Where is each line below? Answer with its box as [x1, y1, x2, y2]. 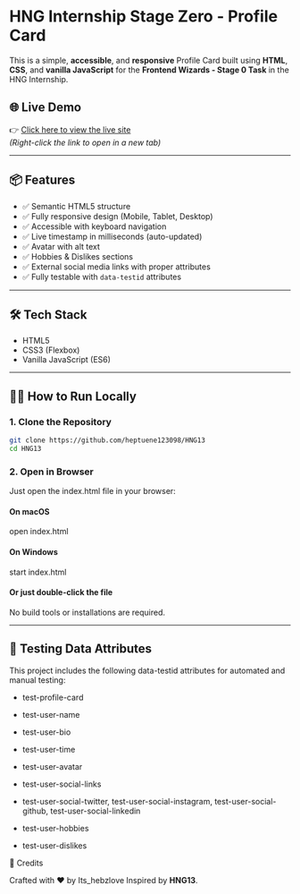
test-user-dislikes [21, 839, 87, 851]
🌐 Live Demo [9, 100, 82, 115]
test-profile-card [21, 692, 84, 702]
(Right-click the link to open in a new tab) [9, 137, 162, 148]
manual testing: [9, 674, 66, 685]
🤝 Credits [9, 857, 44, 868]
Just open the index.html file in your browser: [9, 486, 176, 497]
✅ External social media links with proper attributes [21, 261, 212, 272]
